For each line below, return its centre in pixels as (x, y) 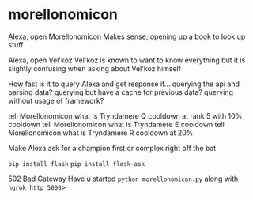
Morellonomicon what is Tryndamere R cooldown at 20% (101, 133)
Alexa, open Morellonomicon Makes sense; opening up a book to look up (127, 36)
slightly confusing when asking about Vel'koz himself (95, 68)
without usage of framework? (56, 100)
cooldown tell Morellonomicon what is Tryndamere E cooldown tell (117, 124)
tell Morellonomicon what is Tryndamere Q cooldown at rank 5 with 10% (125, 115)
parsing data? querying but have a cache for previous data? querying (121, 92)
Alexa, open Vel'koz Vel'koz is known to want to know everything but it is (127, 60)
